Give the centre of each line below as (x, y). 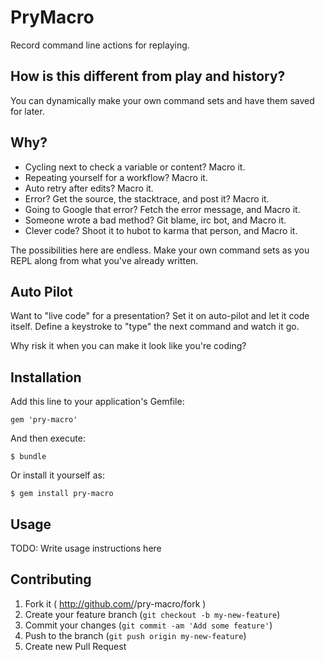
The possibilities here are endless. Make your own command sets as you (160, 250)
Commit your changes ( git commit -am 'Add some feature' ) (148, 625)
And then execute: (48, 438)
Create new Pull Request (75, 646)
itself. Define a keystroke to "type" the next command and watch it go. (155, 327)
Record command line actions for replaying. (100, 45)
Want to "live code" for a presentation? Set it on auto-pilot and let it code (160, 316)
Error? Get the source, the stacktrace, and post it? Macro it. (147, 198)
